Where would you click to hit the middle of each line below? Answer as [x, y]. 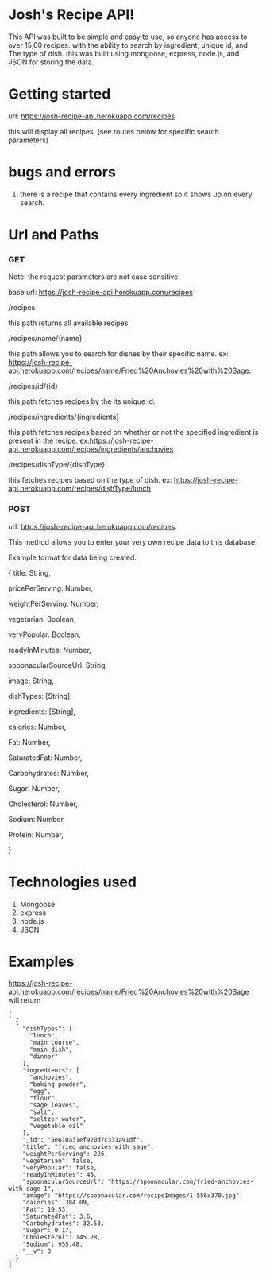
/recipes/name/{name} [45, 339]
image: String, [31, 681]
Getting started [60, 94]
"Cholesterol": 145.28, [62, 1238]
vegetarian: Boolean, [42, 619]
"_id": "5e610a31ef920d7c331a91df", [83, 1140]
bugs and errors [62, 172]
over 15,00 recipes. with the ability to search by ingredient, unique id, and [128, 45]
